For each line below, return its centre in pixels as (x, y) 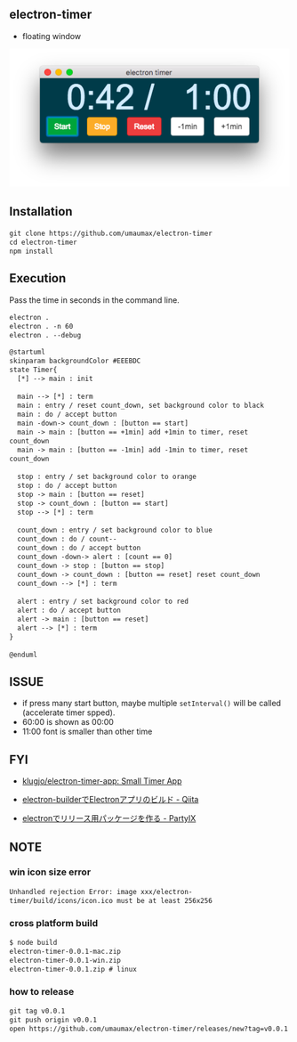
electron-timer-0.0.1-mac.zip (65, 952)
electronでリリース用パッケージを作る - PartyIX (109, 818)
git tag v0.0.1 (37, 1011)
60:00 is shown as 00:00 (68, 722)
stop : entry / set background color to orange (107, 476)
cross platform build (54, 923)
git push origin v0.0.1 (53, 1020)
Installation (41, 212)
